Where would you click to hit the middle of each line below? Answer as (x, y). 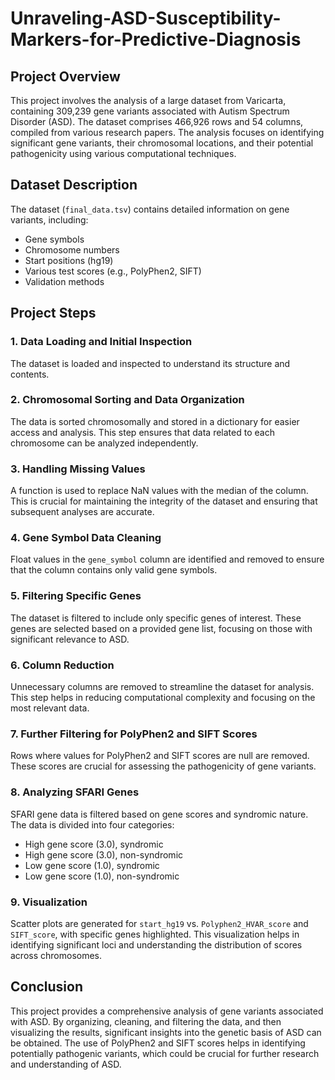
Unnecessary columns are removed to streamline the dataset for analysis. (162, 686)
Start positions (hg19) (69, 260)
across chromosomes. (56, 955)
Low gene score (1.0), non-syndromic (102, 876)
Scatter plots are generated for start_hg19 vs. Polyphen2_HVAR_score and (159, 923)
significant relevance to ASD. (70, 639)
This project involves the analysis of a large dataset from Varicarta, (148, 100)
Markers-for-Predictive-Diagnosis (156, 39)
